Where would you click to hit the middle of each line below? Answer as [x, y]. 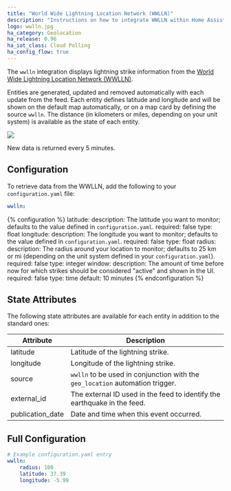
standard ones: [29, 323]
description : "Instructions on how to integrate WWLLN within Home [106, 20]
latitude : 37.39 [43, 474]
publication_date [37, 414]
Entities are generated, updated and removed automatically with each [106, 92]
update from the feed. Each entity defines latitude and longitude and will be [114, 99]
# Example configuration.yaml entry [59, 455]
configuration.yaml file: [41, 193]
